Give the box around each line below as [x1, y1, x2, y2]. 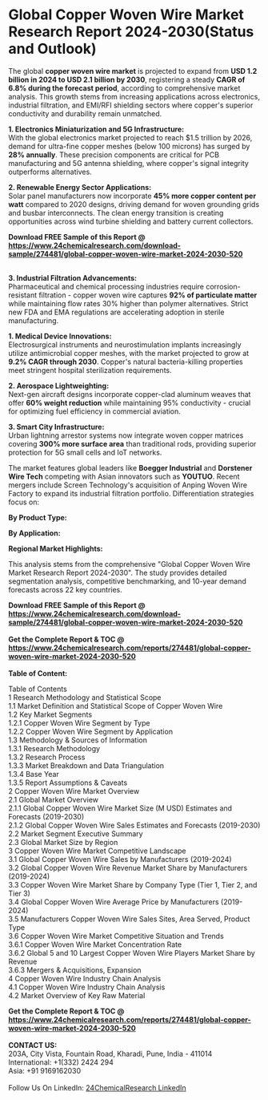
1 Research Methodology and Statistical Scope [8, 692, 162, 702]
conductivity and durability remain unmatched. [8, 108, 162, 118]
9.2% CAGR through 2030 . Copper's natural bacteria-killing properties [8, 357, 243, 366]
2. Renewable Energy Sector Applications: [8, 182, 152, 192]
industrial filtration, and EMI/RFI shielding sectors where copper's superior [8, 100, 254, 110]
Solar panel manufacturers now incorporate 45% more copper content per [8, 191, 257, 200]
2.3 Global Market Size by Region [8, 837, 118, 847]
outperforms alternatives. [8, 167, 92, 176]
